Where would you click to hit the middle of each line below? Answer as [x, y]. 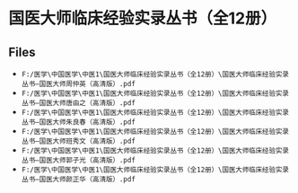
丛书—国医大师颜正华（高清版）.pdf [79, 180]
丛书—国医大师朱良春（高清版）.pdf [79, 122]
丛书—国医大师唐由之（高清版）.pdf [79, 103]
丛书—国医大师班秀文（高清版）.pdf [79, 141]
